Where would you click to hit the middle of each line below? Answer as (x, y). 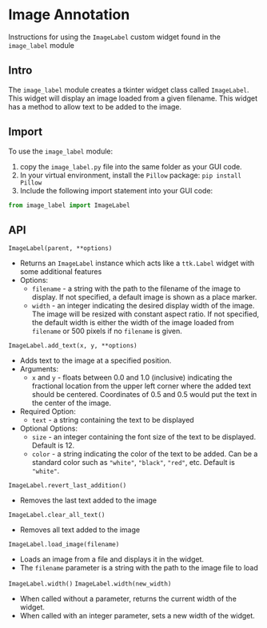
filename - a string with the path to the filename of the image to (136, 288)
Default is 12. (53, 446)
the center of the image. (72, 403)
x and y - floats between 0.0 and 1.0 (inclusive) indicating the (132, 378)
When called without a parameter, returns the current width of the (128, 599)
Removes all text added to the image (80, 530)
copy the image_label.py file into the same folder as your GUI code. (131, 166)
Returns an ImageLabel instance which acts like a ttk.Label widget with (137, 263)
